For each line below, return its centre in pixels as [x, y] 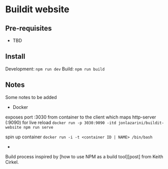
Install [15, 56]
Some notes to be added [31, 97]
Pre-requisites [29, 28]
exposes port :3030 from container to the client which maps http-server [81, 117]
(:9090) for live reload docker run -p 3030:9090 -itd [61, 122]
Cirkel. [12, 162]
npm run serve [38, 127]
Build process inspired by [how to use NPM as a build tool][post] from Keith [85, 156]
